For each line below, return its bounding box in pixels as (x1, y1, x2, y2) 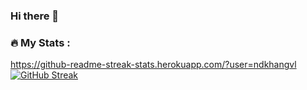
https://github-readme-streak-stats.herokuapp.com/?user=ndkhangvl (10, 59, 297, 71)
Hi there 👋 (10, 9, 60, 23)
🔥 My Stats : (10, 35, 71, 49)
